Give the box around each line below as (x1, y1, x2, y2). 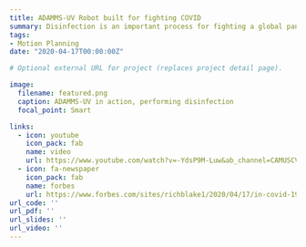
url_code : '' (9, 198, 59, 208)
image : (9, 80, 35, 89)
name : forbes (25, 181, 76, 190)
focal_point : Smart (17, 106, 92, 115)
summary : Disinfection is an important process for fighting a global (9, 22, 283, 31)
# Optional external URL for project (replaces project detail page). (9, 64, 283, 73)
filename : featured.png (17, 88, 107, 98)
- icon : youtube (17, 130, 79, 139)
